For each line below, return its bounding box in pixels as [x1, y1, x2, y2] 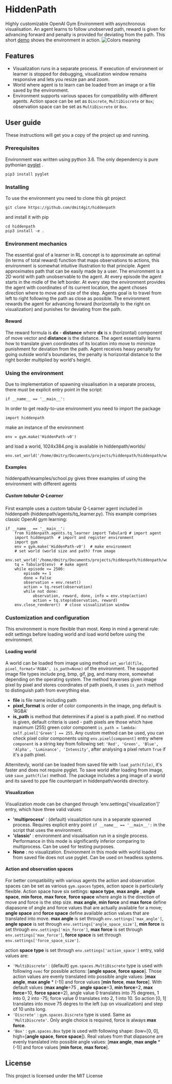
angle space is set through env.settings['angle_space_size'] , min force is [5, 921, 165, 927]
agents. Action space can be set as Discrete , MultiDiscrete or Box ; [12, 98, 155, 104]
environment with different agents [5, 481, 77, 487]
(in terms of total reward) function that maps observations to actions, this [5, 257, 160, 263]
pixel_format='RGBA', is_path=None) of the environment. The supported [5, 665, 159, 672]
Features [5, 52, 34, 60]
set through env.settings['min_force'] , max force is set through [5, 926, 143, 933]
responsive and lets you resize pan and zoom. [12, 76, 110, 82]
